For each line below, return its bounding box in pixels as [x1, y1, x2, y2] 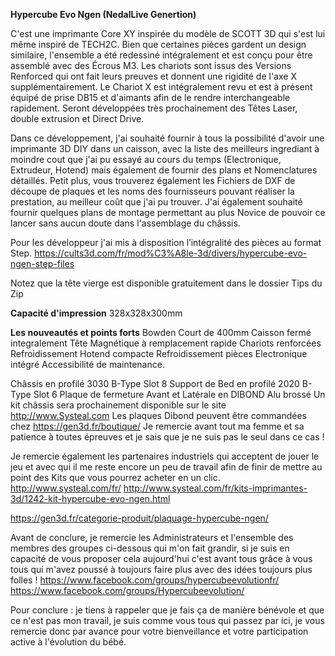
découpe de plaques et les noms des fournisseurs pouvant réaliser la [10, 185, 295, 197]
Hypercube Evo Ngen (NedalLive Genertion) [10, 9, 197, 20]
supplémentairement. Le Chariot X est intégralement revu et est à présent [10, 81, 313, 93]
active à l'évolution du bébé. [10, 636, 127, 648]
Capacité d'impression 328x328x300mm [10, 307, 183, 319]
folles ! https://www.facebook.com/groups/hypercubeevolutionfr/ [10, 574, 280, 586]
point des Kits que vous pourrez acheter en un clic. [10, 472, 221, 483]
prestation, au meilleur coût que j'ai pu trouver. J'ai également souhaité [10, 196, 303, 208]
